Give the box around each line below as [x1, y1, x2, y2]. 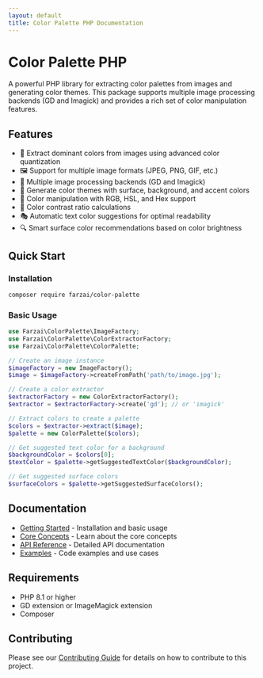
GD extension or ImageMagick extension [19, 600, 153, 610]
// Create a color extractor [8, 386, 105, 394]
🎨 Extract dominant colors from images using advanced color [19, 148, 220, 158]
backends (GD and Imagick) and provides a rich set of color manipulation [8, 96, 247, 105]
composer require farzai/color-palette [8, 291, 140, 299]
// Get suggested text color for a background [8, 444, 165, 451]
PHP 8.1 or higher [19, 592, 77, 602]
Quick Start [8, 249, 66, 262]
